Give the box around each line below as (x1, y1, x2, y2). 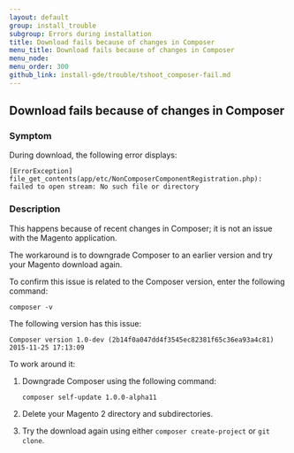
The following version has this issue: (9, 318, 142, 328)
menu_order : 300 (9, 63, 69, 72)
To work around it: (9, 358, 76, 369)
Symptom (9, 130, 52, 142)
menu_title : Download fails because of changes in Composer (9, 46, 236, 55)
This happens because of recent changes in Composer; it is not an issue (9, 223, 273, 234)
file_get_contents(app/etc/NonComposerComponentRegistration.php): (9, 174, 263, 184)
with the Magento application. (9, 232, 117, 243)
